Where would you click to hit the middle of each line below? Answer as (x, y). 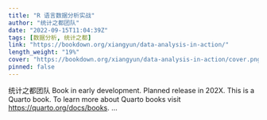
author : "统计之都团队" (44, 23)
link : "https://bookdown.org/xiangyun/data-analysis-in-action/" (118, 45)
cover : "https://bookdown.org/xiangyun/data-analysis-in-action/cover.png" (136, 60)
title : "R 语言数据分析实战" (52, 15)
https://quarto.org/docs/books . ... (63, 107)
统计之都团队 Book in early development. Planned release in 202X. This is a (132, 90)
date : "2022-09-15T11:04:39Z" (58, 30)
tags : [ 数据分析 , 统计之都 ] (50, 37)
